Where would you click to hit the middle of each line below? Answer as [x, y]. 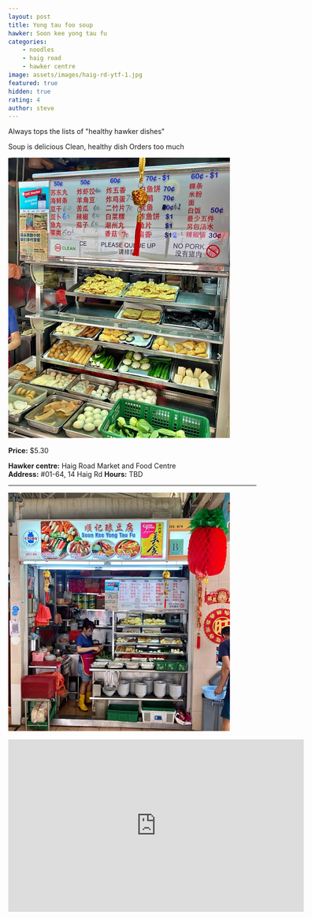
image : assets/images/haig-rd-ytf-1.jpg [76, 75]
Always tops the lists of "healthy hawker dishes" [87, 132]
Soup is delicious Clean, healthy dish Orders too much [96, 147]
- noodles [39, 50]
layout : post [30, 17]
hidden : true [30, 91]
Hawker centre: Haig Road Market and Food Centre [92, 466]
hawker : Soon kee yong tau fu [58, 33]
